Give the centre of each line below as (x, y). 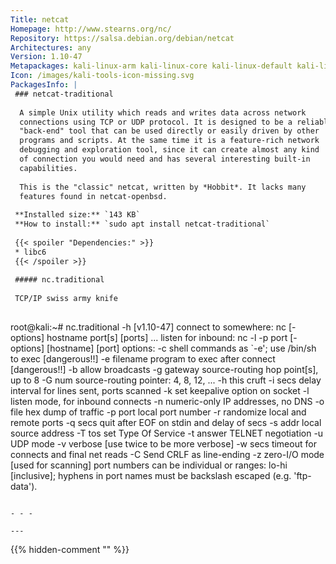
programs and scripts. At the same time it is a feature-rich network (169, 141)
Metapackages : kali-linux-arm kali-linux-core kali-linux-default (151, 66)
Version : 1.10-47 (46, 57)
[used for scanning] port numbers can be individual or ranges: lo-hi (149, 465)
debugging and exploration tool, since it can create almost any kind (169, 150)
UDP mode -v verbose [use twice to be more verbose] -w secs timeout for (163, 443)
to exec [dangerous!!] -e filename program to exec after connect (143, 358)
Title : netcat (40, 19)
